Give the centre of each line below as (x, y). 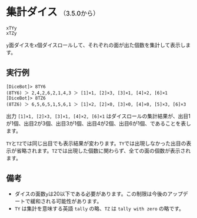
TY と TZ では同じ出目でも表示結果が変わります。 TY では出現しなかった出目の (96, 143)
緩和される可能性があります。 (66, 201)
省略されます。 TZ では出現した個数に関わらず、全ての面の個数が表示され (103, 150)
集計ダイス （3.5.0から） (53, 12)
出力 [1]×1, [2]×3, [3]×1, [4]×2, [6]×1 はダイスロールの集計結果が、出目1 (98, 116)
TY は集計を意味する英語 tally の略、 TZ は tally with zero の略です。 (99, 208)
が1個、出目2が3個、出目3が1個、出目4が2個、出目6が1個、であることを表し (99, 123)
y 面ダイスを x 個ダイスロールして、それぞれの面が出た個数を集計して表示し (96, 45)
